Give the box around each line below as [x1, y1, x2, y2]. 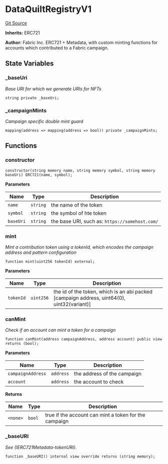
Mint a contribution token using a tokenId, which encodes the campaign [5, 244, 153, 250]
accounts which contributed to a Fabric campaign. [5, 45, 109, 51]
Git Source [5, 20, 27, 26]
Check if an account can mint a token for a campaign [5, 327, 116, 333]
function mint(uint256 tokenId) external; [5, 259, 95, 264]
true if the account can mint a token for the [45, 411, 145, 418]
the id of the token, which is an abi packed [53, 288, 152, 295]
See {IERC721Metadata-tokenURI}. [5, 444, 77, 450]
